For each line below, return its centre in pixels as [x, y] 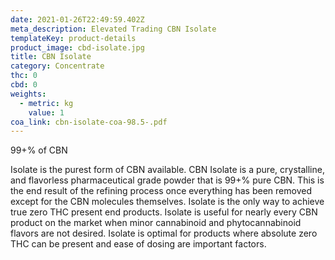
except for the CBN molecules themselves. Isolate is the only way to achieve [167, 202]
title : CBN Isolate [51, 57]
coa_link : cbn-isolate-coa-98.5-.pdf [89, 122]
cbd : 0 [24, 85]
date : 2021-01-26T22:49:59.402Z [77, 19]
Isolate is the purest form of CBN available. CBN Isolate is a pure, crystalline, [167, 170]
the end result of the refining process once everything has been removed [161, 191]
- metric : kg [46, 103]
